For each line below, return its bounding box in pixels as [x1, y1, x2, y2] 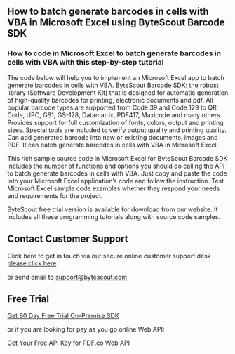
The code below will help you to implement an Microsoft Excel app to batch [7, 73, 224, 81]
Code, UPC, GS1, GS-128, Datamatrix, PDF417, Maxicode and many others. [7, 110, 222, 119]
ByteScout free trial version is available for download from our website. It [7, 205, 218, 214]
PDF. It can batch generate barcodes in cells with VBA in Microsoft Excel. [7, 140, 219, 149]
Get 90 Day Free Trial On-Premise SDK [7, 312, 119, 320]
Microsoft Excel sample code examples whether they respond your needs [7, 184, 220, 192]
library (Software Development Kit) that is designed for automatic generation [7, 88, 229, 97]
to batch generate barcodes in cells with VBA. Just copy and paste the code [7, 169, 227, 178]
